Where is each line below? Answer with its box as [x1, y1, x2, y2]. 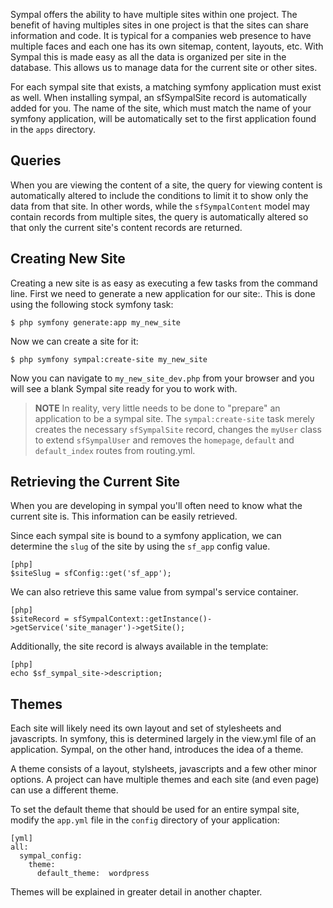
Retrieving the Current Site [10, 474, 181, 491]
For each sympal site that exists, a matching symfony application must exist [10, 81, 322, 93]
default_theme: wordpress [36, 869, 150, 879]
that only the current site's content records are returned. [10, 221, 243, 233]
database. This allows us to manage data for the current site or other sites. [10, 62, 318, 73]
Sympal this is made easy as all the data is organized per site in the [10, 51, 287, 63]
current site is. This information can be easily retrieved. [10, 510, 238, 523]
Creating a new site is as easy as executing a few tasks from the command [10, 277, 318, 289]
